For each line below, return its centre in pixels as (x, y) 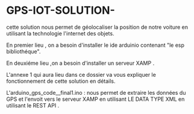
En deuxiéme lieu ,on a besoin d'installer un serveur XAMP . (80, 63)
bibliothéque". (23, 51)
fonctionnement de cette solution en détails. (61, 81)
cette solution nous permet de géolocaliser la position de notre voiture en (97, 27)
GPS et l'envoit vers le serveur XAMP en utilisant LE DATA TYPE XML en (95, 99)
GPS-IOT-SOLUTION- (61, 10)
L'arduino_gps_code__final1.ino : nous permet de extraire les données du (96, 92)
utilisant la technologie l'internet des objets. (60, 33)
